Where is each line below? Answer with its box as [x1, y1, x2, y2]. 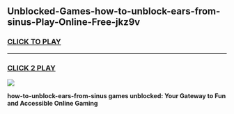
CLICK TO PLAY [7, 37, 61, 47]
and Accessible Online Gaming [7, 99, 98, 107]
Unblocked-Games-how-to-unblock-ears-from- [7, 6, 221, 17]
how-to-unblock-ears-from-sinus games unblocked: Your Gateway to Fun [7, 91, 226, 99]
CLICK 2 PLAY [7, 63, 56, 73]
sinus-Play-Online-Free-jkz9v [7, 17, 141, 28]
